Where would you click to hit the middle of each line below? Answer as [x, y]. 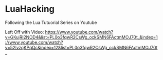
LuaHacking [30, 9]
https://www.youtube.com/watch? [79, 32]
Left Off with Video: [25, 32]
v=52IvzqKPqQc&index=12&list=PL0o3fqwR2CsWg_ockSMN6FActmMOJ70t [81, 47]
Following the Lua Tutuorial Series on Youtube [51, 22]
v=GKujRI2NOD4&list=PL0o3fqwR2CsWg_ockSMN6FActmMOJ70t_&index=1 [81, 37]
